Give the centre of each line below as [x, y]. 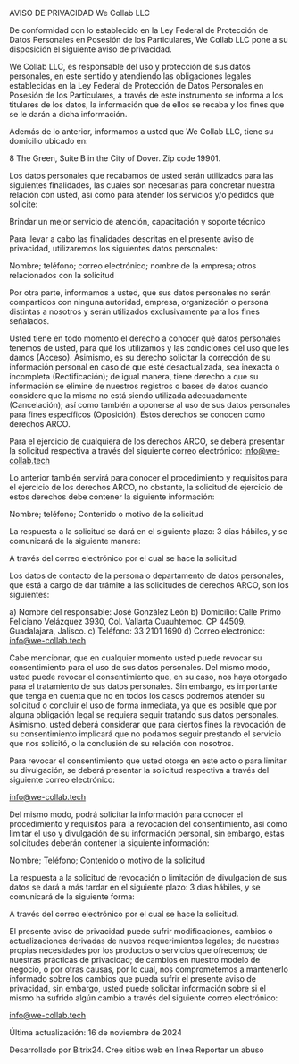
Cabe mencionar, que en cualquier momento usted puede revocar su [136, 658]
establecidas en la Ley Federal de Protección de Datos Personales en [137, 85]
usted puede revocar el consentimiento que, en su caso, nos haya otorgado [148, 677]
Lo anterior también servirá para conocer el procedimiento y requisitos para [149, 477]
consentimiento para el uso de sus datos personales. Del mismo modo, [140, 667]
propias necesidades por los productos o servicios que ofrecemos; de [138, 950]
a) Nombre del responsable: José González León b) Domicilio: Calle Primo [145, 612]
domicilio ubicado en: [49, 141]
